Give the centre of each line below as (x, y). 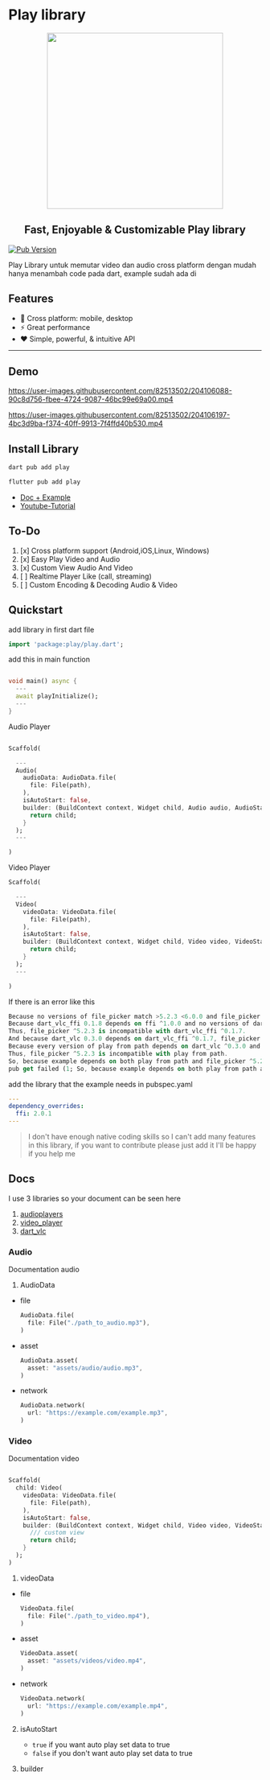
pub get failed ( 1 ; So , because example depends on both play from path (133, 1069)
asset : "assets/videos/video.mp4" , (87, 1661)
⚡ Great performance (55, 327)
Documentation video (44, 1459)
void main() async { (43, 682)
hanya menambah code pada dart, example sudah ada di (102, 273)
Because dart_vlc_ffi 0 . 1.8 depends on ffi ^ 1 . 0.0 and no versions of (129, 1024)
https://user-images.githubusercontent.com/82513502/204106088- (121, 391)
